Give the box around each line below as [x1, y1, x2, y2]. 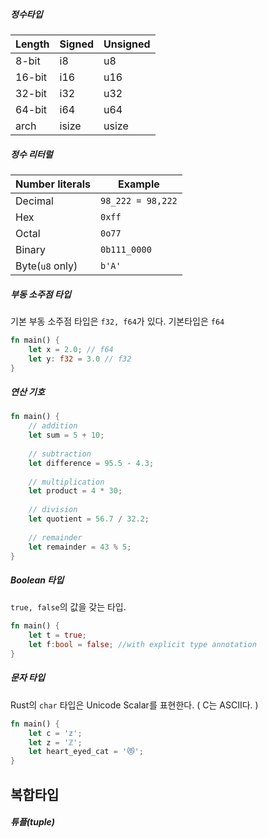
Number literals [15, 177, 91, 191]
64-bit [15, 102, 48, 116]
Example [117, 177, 160, 191]
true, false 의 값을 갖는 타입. [10, 601, 127, 613]
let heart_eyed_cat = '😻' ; [28, 747, 144, 757]
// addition [28, 421, 78, 431]
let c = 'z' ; [28, 728, 83, 738]
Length [15, 37, 50, 51]
